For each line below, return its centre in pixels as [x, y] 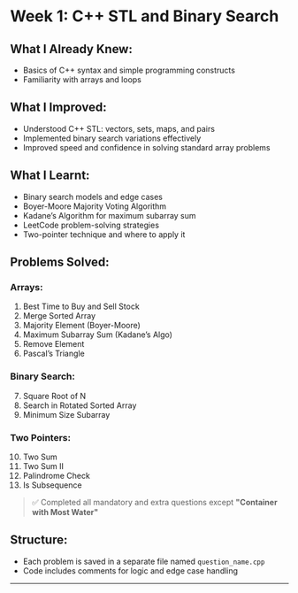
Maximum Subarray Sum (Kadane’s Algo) [98, 335]
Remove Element [53, 344]
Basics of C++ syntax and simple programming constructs [129, 70]
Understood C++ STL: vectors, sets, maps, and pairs [119, 128]
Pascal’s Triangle [53, 354]
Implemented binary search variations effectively [112, 138]
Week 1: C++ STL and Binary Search [145, 16]
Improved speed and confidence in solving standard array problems [146, 147]
